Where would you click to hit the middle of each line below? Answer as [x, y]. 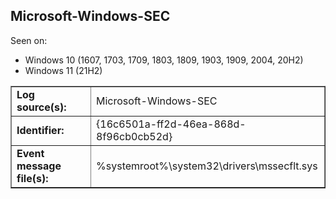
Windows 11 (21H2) [63, 70]
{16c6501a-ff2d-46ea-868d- [171, 124]
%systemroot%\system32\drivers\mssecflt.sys [207, 166]
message [39, 166]
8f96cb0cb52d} [134, 136]
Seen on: [29, 40]
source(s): [41, 107]
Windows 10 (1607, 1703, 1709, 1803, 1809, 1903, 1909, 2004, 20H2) [164, 60]
